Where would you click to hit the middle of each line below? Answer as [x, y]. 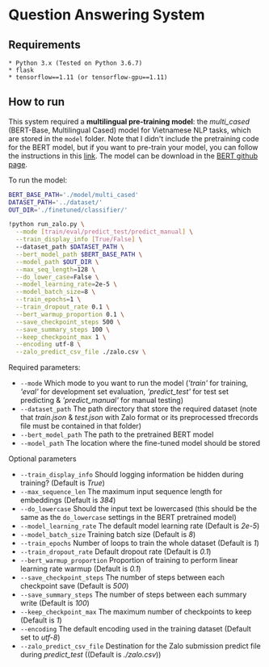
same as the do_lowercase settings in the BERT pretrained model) [128, 518]
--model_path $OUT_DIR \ [57, 262]
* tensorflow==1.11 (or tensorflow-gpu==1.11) [88, 78]
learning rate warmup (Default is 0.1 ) [80, 569]
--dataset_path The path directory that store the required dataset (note [139, 409]
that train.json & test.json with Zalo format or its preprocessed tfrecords [139, 417]
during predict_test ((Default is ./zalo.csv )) [90, 655]
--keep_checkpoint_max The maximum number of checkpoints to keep [136, 612]
